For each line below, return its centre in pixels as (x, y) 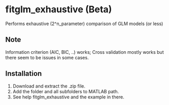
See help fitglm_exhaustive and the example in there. (68, 97)
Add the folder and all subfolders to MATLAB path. (66, 91)
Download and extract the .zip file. (49, 86)
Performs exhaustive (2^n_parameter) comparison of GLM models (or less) (84, 24)
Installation (24, 73)
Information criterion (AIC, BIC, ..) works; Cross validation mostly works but (84, 52)
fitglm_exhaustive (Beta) (59, 9)
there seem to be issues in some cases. (47, 57)
